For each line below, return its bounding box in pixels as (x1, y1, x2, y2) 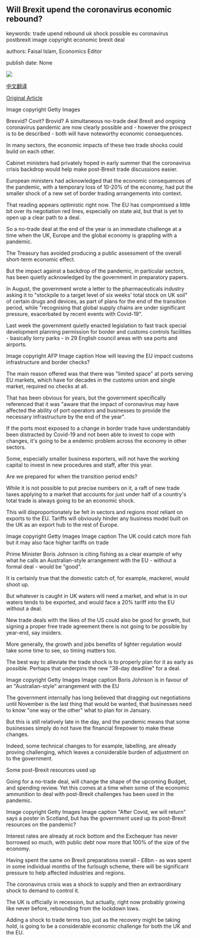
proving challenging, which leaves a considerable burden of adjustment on (6, 748, 189, 756)
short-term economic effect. (6, 255, 75, 263)
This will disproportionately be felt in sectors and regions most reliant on (6, 508, 183, 515)
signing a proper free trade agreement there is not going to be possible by (6, 623, 188, 630)
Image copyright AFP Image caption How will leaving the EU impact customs (6, 352, 194, 359)
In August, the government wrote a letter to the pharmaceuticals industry (6, 285, 185, 292)
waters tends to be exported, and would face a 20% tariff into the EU (6, 598, 175, 606)
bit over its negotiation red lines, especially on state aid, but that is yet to (6, 207, 184, 214)
